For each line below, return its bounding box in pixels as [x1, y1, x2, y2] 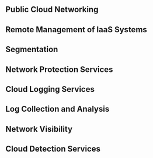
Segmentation [5, 44, 58, 54]
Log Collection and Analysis [5, 104, 110, 114]
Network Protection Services [5, 64, 113, 74]
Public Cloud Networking [5, 5, 99, 15]
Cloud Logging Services [5, 84, 95, 94]
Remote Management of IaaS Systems [5, 25, 147, 35]
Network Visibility [5, 124, 73, 134]
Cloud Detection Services [5, 144, 100, 154]
